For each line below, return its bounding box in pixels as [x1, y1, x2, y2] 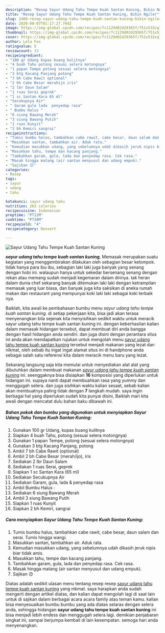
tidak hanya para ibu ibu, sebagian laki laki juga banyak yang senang [5, 264, 144, 270]
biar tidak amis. [12, 550, 44, 556]
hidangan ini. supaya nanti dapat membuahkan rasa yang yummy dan [5, 377, 146, 383]
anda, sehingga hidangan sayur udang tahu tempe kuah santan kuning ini [5, 606, 157, 612]
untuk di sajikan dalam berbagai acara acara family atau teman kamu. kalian [5, 596, 159, 602]
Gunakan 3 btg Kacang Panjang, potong [12, 443, 94, 449]
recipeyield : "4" [5, 222, 41, 227]
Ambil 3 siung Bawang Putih [12, 495, 70, 501]
